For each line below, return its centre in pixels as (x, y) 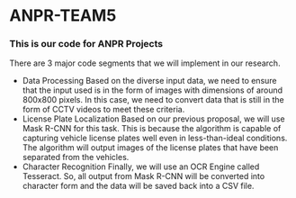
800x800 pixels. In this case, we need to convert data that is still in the (153, 100)
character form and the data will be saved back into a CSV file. (138, 186)
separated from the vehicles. (76, 157)
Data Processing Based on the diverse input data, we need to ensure (149, 81)
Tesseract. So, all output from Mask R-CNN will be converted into (144, 176)
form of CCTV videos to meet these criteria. (103, 110)
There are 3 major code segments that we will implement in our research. (145, 63)
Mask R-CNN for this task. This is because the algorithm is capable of (152, 129)
